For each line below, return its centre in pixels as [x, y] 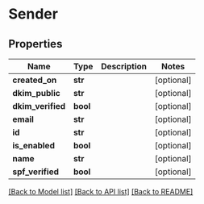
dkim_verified [39, 106]
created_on [35, 80]
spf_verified [35, 172]
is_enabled [33, 146]
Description [124, 67]
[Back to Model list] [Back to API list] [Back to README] [101, 192]
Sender [33, 14]
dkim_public [36, 93]
